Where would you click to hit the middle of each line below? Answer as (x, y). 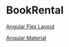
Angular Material (26, 38)
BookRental (35, 10)
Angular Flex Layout (30, 26)
